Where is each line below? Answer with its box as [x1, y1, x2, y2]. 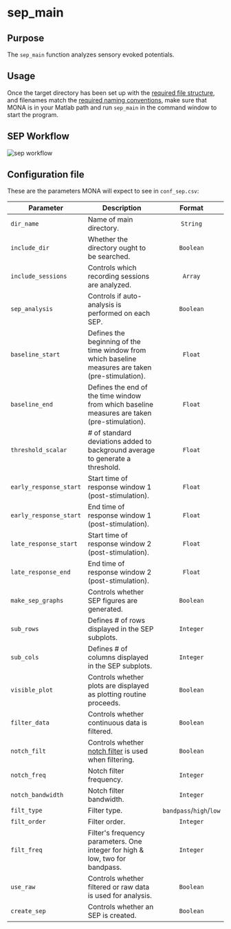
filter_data [10, 719, 50, 727]
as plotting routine [87, 690, 146, 699]
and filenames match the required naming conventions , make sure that [7, 96, 208, 104]
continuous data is [87, 718, 148, 727]
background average [87, 445, 155, 455]
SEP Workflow [7, 131, 70, 142]
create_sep [10, 907, 46, 915]
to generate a [87, 454, 131, 464]
